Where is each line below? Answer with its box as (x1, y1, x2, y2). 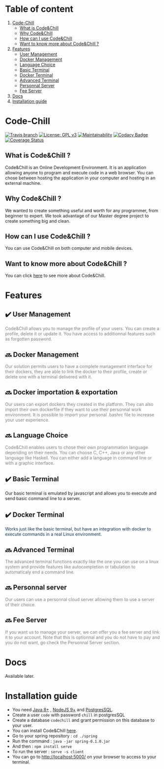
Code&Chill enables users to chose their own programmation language (5, 444, 148, 450)
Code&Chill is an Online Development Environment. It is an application (5, 164, 146, 170)
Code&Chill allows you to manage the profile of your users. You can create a (5, 326, 160, 332)
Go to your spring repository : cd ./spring (12, 733, 98, 738)
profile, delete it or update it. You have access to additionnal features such (5, 331, 156, 337)
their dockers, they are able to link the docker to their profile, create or (5, 368, 147, 374)
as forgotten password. (5, 336, 53, 342)
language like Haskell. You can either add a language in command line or (5, 455, 152, 461)
